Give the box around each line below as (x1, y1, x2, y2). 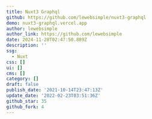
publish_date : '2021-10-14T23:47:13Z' (6, 87, 103, 93)
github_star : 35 (6, 98, 47, 104)
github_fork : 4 (6, 103, 44, 110)
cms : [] (6, 70, 26, 76)
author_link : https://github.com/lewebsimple (6, 31, 122, 37)
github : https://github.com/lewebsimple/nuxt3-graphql (6, 14, 147, 20)
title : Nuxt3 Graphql (6, 8, 61, 15)
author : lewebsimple (6, 25, 58, 32)
